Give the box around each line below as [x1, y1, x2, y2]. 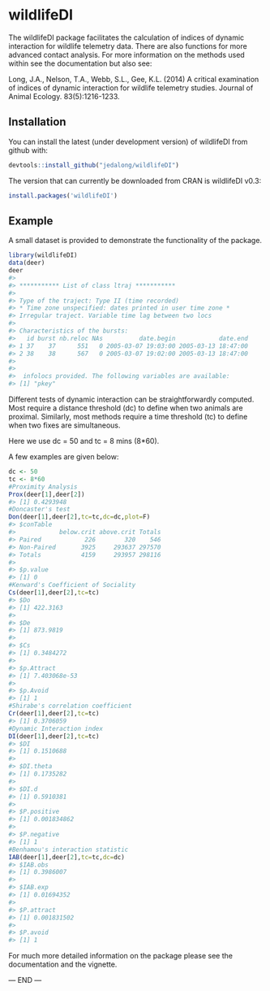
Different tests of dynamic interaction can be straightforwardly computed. [8, 394, 255, 404]
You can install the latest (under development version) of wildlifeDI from [8, 137, 248, 146]
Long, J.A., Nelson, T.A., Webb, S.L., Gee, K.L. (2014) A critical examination [8, 74, 259, 84]
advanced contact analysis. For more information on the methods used [8, 50, 245, 59]
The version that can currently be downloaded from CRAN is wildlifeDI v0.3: [8, 176, 262, 185]
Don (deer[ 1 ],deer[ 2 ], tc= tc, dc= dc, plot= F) [8, 513, 151, 521]
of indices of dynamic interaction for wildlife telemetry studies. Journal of [8, 83, 254, 93]
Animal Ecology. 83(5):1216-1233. [8, 91, 120, 101]
